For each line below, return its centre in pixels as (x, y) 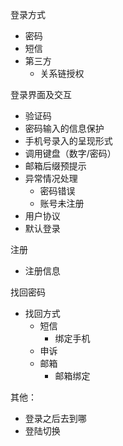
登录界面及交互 (41, 94)
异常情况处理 (51, 178)
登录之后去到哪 (55, 418)
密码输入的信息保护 (64, 128)
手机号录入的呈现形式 (68, 141)
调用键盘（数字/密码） (70, 153)
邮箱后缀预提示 (55, 166)
